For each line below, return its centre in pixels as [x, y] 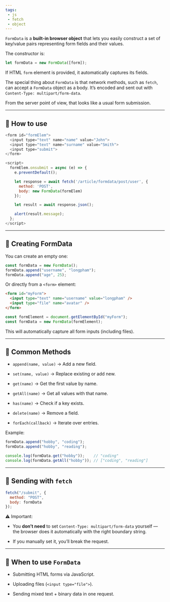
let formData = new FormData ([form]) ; [46, 63]
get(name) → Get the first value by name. [55, 384]
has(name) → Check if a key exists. [48, 403]
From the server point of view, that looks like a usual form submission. [78, 103]
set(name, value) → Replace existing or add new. [64, 374]
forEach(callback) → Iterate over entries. [56, 423]
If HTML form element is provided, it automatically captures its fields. [77, 73]
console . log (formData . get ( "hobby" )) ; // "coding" [62, 456]
